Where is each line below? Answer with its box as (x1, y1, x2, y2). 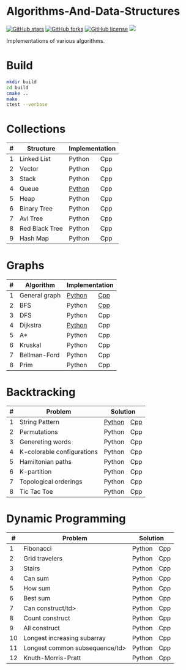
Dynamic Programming (6, 512, 126, 526)
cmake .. (6, 90, 29, 96)
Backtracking (6, 385, 76, 399)
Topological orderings (19, 477, 83, 486)
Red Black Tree (19, 225, 63, 233)
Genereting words (19, 437, 72, 446)
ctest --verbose (6, 102, 48, 108)
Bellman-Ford (19, 351, 60, 359)
